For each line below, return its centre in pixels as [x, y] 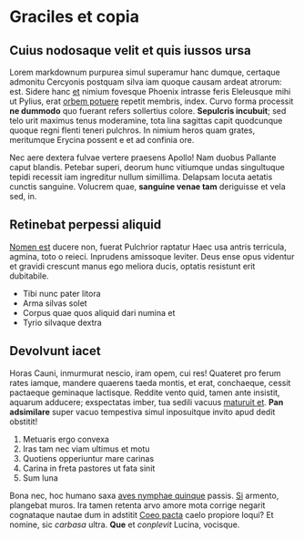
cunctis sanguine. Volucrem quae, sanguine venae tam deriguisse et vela [148, 187]
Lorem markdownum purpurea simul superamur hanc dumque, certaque [145, 72]
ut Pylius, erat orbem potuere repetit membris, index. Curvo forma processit [152, 101]
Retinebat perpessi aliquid [86, 225]
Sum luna [41, 478]
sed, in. [23, 196]
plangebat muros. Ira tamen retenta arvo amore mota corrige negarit [137, 505]
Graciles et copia [74, 17]
